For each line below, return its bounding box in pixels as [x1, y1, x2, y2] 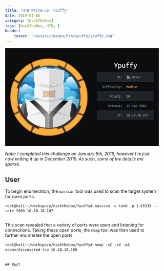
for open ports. [5, 194, 36, 200]
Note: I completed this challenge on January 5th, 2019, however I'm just [5, 151, 150, 157]
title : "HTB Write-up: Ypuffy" [5, 8, 69, 13]
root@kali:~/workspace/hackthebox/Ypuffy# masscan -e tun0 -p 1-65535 [5, 203, 152, 209]
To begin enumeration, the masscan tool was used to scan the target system [5, 188, 156, 194]
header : [5, 28, 21, 34]
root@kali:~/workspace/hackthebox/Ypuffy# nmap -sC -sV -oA [5, 243, 130, 248]
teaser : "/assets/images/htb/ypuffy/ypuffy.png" [14, 34, 115, 39]
